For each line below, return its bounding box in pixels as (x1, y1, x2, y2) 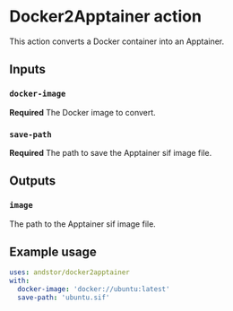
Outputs (9, 173, 56, 189)
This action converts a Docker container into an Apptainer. (9, 36, 225, 47)
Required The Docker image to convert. (9, 107, 157, 117)
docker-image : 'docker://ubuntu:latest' (17, 285, 170, 294)
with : (9, 276, 30, 286)
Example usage (9, 245, 97, 259)
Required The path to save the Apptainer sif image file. (9, 147, 212, 158)
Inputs (9, 62, 47, 77)
